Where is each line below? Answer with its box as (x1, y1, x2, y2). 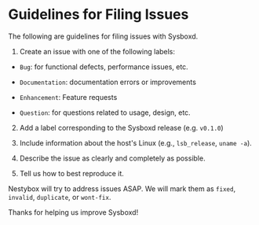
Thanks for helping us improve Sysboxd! (8, 207, 139, 217)
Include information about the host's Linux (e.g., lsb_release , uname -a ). (19, 138, 253, 147)
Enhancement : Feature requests (19, 92, 118, 101)
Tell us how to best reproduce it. (19, 168, 124, 178)
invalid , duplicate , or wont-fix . (8, 192, 111, 201)
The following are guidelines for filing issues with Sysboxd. (8, 31, 199, 41)
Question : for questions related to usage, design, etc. (19, 108, 191, 117)
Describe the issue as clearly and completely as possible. (19, 153, 206, 163)
